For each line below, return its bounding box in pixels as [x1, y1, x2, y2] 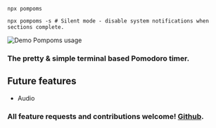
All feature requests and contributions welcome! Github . [7, 111, 204, 121]
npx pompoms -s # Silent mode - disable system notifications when [7, 18, 210, 25]
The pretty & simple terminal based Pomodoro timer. [7, 53, 190, 63]
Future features [7, 75, 77, 87]
